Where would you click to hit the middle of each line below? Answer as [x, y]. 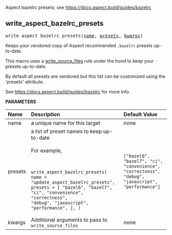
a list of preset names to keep [67, 131]
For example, [47, 150]
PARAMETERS [21, 102]
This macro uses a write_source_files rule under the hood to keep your [80, 61]
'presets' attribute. [25, 82]
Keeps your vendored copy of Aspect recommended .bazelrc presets [79, 45]
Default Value [141, 114]
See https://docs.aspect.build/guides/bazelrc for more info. [68, 91]
